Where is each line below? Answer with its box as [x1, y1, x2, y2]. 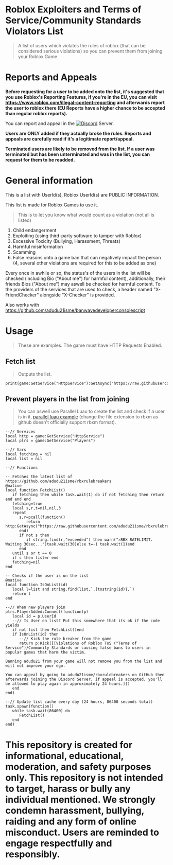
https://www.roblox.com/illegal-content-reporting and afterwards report [5, 99, 165, 105]
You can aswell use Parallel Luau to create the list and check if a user [18, 408, 165, 415]
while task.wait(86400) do [12, 709, 71, 714]
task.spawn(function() [5, 704, 54, 709]
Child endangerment [12, 227, 57, 233]
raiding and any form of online [5, 816, 136, 827]
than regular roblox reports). [5, 110, 68, 116]
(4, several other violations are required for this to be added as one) [12, 260, 157, 266]
